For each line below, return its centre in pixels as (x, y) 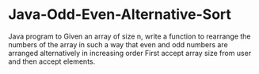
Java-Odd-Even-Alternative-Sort (120, 15)
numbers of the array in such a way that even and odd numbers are (118, 44)
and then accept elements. (52, 61)
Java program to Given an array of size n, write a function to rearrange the (129, 36)
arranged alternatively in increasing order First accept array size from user (130, 53)
